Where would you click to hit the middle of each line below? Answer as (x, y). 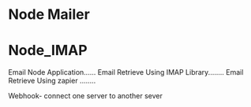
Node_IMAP (48, 51)
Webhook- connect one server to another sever (86, 96)
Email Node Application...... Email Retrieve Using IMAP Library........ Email (126, 72)
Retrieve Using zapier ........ (52, 81)
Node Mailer (49, 15)
